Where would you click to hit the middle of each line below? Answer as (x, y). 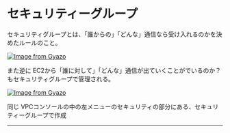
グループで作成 (46, 115)
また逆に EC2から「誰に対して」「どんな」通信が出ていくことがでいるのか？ (114, 70)
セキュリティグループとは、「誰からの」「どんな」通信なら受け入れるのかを (112, 34)
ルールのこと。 (40, 42)
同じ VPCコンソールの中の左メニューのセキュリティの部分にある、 (101, 106)
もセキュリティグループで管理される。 (61, 78)
